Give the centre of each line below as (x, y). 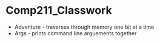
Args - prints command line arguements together (75, 33)
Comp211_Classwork (59, 10)
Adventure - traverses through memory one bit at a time (84, 27)
